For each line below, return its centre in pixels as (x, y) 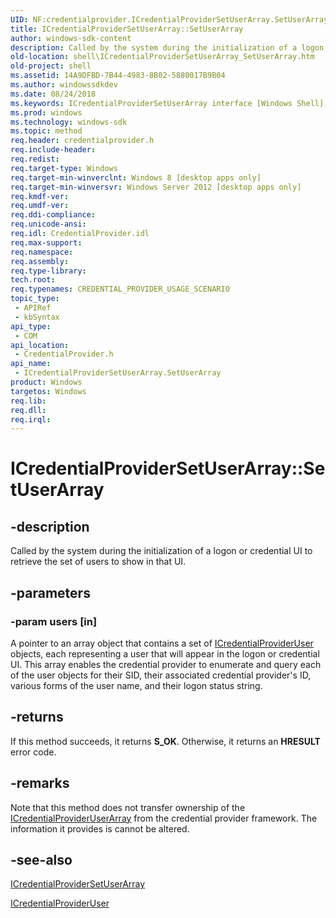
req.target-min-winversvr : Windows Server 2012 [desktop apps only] (156, 187)
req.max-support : (46, 242)
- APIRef (33, 308)
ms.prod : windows (46, 112)
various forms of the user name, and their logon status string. (136, 685)
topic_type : (35, 299)
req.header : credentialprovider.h (82, 141)
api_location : (40, 345)
